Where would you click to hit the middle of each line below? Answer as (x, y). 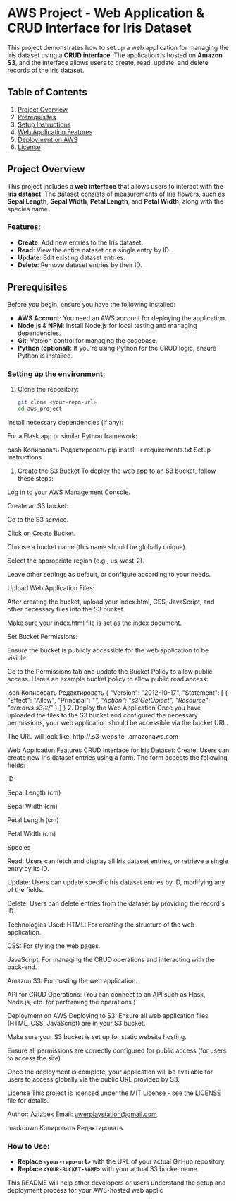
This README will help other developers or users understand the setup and (117, 1183)
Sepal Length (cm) (34, 792)
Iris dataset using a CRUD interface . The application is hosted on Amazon (115, 55)
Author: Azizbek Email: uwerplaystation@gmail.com (82, 1114)
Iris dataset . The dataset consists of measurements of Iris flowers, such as (116, 194)
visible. (18, 657)
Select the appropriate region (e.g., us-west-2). (76, 561)
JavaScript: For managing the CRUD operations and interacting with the (111, 959)
